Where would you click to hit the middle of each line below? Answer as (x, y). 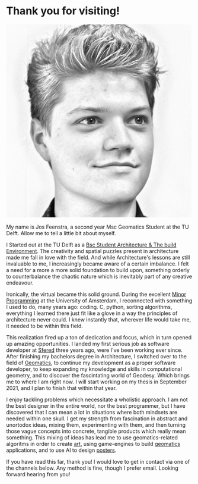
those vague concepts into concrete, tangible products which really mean (96, 431)
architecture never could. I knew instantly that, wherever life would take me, (99, 319)
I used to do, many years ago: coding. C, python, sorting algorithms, (89, 307)
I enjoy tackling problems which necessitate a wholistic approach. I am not (97, 399)
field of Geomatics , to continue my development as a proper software (91, 363)
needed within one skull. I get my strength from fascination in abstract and (97, 419)
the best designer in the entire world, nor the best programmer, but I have (96, 405)
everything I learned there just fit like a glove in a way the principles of (92, 313)
